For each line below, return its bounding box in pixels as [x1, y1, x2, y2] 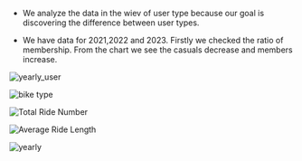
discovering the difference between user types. [22, 17, 200, 28]
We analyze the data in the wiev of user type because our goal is [22, 8, 265, 18]
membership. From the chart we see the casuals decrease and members [22, 44, 293, 55]
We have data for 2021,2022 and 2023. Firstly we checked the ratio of [22, 35, 284, 45]
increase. [22, 54, 58, 64]
